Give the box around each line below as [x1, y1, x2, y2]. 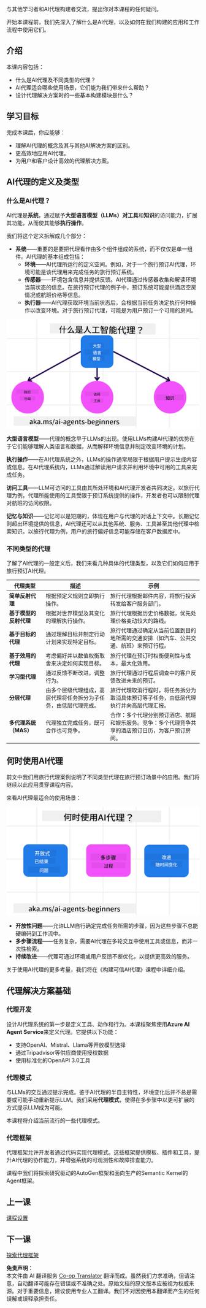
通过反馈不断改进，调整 [45, 669, 105, 676]
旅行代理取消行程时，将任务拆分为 [110, 686, 196, 694]
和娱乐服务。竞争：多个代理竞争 [110, 719, 191, 727]
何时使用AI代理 [6, 756, 63, 767]
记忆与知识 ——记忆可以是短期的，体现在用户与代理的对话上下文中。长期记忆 [6, 512, 200, 519]
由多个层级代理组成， [45, 686, 100, 694]
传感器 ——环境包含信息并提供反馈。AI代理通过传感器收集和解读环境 [24, 276, 197, 283]
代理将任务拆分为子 [51, 694, 100, 702]
